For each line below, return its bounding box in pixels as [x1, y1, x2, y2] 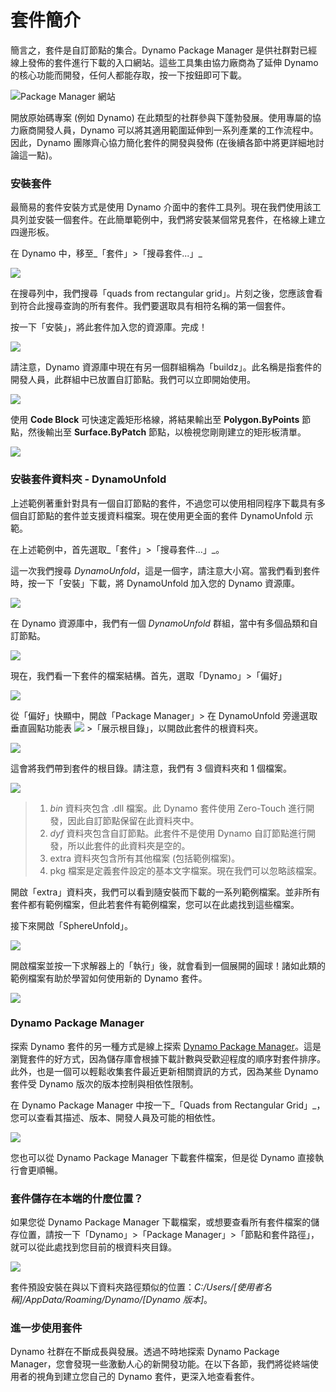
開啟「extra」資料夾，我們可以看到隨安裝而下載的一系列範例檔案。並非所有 [10, 886, 321, 898]
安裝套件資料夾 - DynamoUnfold [10, 472, 167, 486]
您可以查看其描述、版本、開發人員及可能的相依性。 [10, 1111, 221, 1123]
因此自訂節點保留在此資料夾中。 [67, 814, 200, 826]
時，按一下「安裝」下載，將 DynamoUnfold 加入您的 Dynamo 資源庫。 [10, 577, 301, 589]
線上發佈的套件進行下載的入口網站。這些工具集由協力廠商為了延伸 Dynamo [10, 56, 319, 68]
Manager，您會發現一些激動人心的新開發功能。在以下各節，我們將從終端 [10, 1358, 310, 1370]
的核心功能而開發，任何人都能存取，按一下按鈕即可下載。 [10, 69, 247, 81]
